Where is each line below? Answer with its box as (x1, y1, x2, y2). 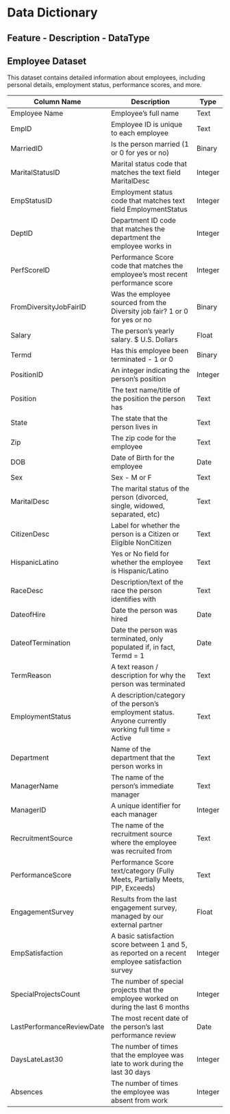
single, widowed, (110, 501, 166, 511)
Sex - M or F (110, 473, 152, 483)
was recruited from (110, 847, 172, 856)
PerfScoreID (10, 265, 50, 275)
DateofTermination (10, 638, 71, 648)
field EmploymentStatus (110, 204, 188, 214)
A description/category (110, 690, 186, 700)
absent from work (110, 1095, 168, 1105)
